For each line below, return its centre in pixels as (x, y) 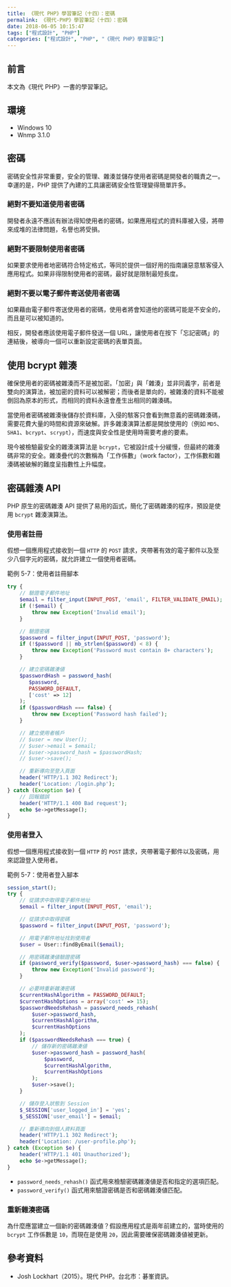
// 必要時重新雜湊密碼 (47, 989)
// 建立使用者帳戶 (42, 733)
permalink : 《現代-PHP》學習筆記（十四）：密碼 (67, 20)
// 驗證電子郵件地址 (45, 594)
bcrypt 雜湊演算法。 (43, 515)
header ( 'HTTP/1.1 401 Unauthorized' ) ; (75, 1155)
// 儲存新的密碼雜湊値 (59, 1046)
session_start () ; (32, 888)
